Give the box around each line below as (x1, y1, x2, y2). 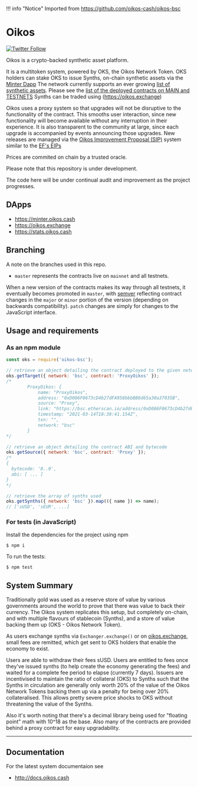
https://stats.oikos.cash (14, 228, 72, 235)
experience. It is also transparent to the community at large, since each (6, 123, 179, 130)
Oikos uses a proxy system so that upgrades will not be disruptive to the (6, 104, 181, 112)
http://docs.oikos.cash (14, 774, 70, 781)
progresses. (6, 182, 35, 189)
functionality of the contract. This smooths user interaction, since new (6, 110, 177, 117)
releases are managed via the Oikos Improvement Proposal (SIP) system (6, 136, 181, 143)
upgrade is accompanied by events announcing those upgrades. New (6, 129, 176, 136)
